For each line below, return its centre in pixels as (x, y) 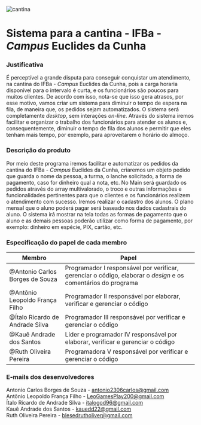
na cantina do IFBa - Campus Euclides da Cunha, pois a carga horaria (92, 84)
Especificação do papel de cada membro (67, 242)
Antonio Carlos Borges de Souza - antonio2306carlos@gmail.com (88, 390)
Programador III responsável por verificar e (125, 317)
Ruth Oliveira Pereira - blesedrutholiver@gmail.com (69, 415)
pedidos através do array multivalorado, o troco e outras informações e (94, 189)
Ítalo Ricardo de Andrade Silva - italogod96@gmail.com (75, 403)
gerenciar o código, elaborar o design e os (124, 276)
